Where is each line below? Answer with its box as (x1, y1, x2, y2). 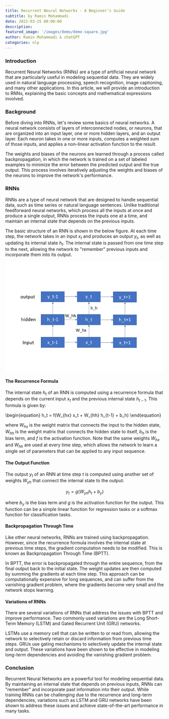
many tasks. (5, 708, 31, 714)
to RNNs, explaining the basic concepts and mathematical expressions (5, 90, 152, 96)
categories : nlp (5, 40, 39, 45)
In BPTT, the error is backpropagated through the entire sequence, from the (5, 560, 163, 566)
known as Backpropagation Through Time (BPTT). (5, 550, 110, 556)
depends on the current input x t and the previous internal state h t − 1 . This (5, 396, 157, 403)
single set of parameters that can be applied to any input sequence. (5, 448, 146, 454)
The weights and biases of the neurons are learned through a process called (5, 151, 164, 157)
